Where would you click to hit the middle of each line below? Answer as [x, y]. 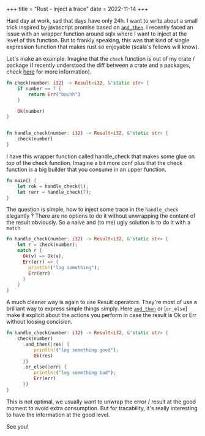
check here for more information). [49, 72]
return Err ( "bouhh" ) [54, 94]
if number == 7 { [39, 88]
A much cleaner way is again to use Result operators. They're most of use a [102, 302]
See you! [17, 426]
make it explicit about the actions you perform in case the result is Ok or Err [102, 315]
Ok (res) [43, 356]
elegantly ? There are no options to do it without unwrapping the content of [101, 216]
